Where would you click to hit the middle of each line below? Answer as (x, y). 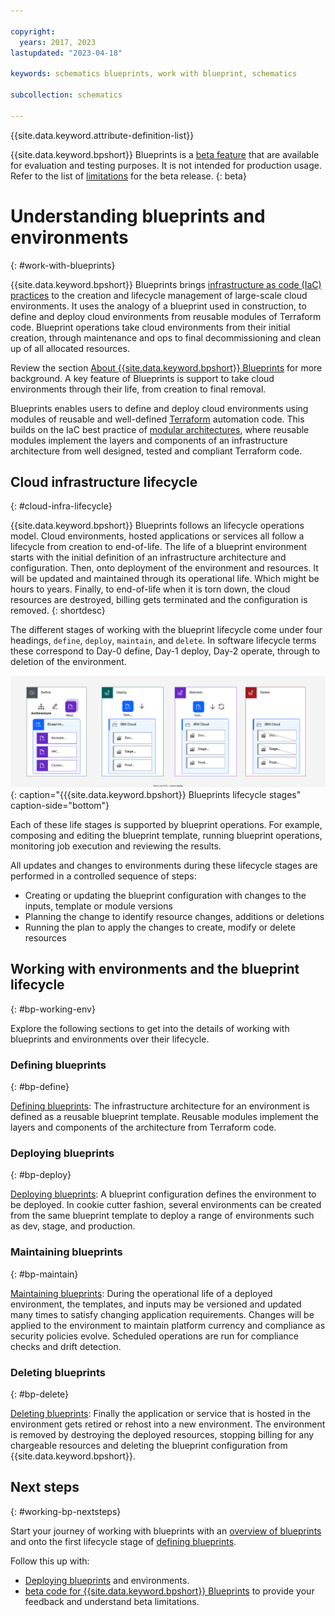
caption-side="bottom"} (60, 806)
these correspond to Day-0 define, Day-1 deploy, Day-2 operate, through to (165, 651)
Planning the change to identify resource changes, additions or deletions (174, 917)
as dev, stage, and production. (73, 1226)
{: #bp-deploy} (41, 1175)
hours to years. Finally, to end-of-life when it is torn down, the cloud (150, 589)
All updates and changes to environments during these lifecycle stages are (164, 866)
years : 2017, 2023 (58, 42)
